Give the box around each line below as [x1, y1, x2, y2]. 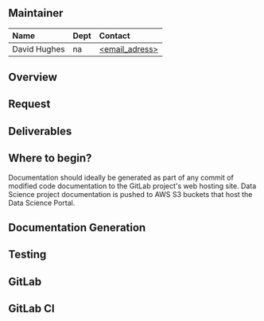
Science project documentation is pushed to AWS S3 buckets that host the [8, 189, 253, 199]
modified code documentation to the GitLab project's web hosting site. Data [8, 181, 257, 191]
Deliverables [8, 124, 72, 137]
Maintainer [8, 6, 64, 20]
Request [8, 98, 51, 111]
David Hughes [12, 43, 65, 54]
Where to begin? [8, 152, 92, 165]
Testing [8, 248, 47, 261]
